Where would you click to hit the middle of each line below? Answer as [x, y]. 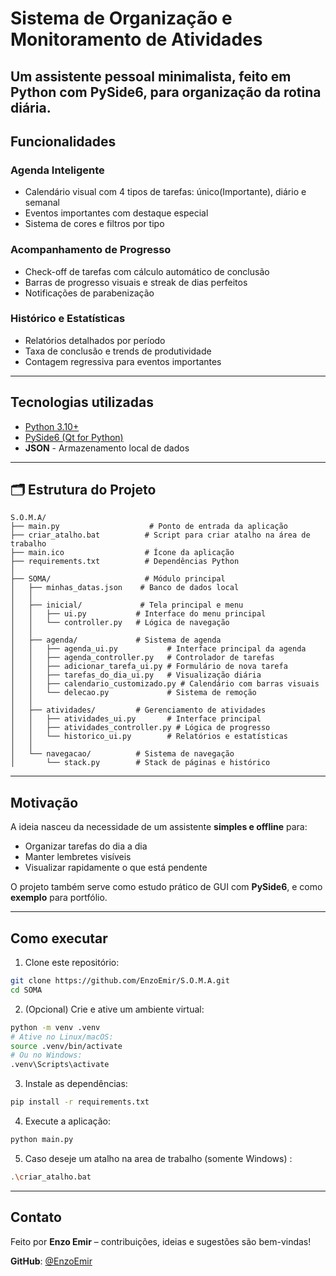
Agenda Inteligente [57, 170]
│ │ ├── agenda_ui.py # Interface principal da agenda [158, 649]
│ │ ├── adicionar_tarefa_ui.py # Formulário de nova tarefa [149, 667]
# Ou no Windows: [46, 1055]
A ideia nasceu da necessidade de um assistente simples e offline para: [159, 827]
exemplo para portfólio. [59, 898]
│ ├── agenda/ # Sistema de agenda [116, 640]
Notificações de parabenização [89, 293]
